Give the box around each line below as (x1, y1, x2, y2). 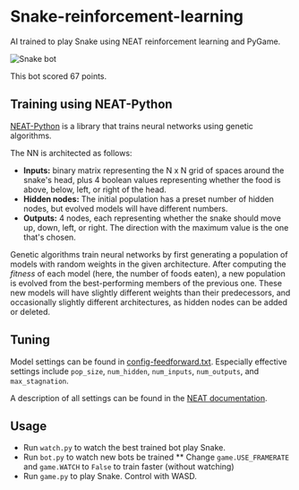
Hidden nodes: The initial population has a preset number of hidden (22, 193, 274, 204)
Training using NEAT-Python (10, 97, 173, 112)
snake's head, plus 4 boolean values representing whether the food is (22, 174, 281, 185)
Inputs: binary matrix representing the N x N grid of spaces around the (22, 164, 285, 176)
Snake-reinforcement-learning (10, 6, 244, 27)
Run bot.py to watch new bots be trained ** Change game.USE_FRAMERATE (22, 451, 290, 463)
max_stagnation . (10, 375, 70, 386)
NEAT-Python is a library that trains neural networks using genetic (10, 120, 254, 131)
